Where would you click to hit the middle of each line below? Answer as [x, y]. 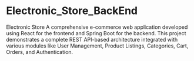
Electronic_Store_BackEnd [72, 11]
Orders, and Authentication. [40, 52]
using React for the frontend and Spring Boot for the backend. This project [96, 33]
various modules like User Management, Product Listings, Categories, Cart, [97, 46]
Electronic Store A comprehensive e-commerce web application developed [97, 27]
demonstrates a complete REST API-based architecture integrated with [92, 39]
